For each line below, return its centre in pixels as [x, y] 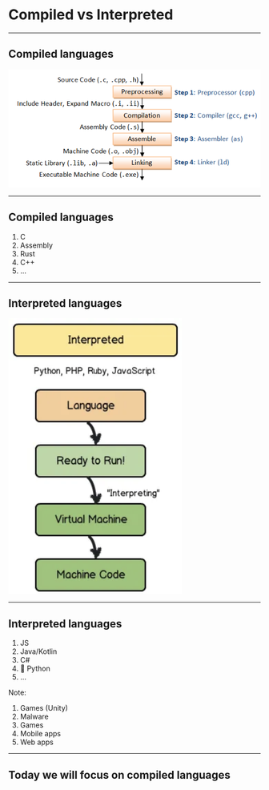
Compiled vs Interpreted [91, 15]
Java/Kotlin [38, 651]
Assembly [36, 245]
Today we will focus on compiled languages [119, 775]
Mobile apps [40, 734]
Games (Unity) [44, 708]
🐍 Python [35, 669]
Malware [34, 717]
